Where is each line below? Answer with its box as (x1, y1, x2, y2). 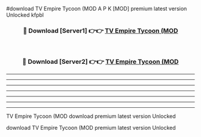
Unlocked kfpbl (6, 11, 44, 18)
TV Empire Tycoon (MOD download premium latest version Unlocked (6, 113, 176, 120)
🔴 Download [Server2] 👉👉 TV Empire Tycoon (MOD (22, 58, 179, 66)
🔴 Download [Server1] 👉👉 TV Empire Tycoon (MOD (23, 26, 178, 35)
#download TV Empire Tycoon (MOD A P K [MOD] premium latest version (6, 5, 187, 12)
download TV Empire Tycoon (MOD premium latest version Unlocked (6, 124, 176, 131)
